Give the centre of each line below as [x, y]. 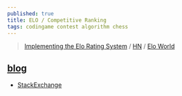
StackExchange [39, 85]
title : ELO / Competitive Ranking [57, 20]
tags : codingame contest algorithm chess [68, 26]
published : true [30, 14]
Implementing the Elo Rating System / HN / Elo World [99, 47]
